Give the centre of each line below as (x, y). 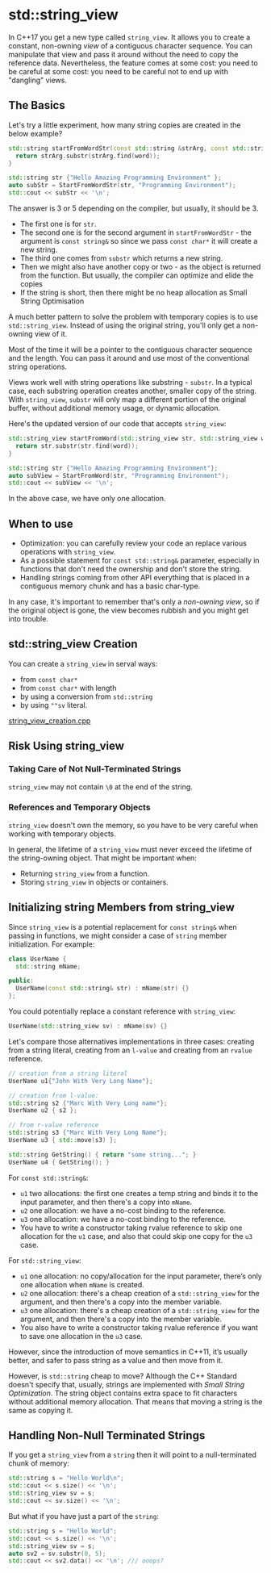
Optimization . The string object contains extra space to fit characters (123, 1393)
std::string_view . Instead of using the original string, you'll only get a (124, 325)
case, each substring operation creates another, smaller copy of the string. (132, 391)
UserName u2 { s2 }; (43, 1111)
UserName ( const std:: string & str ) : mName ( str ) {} (102, 989)
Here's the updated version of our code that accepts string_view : (117, 424)
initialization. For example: (52, 944)
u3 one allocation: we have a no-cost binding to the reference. (123, 1219)
